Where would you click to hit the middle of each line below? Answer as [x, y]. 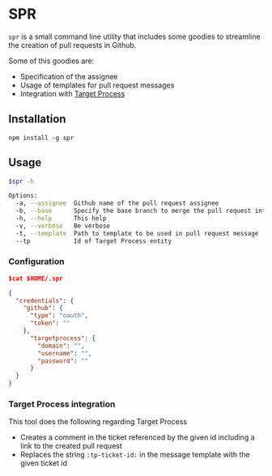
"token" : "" [50, 323]
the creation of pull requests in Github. [72, 45]
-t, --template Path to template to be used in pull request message [137, 233]
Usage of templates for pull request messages [97, 85]
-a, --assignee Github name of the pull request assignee [117, 203]
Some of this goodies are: [51, 61]
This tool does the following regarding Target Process [98, 422]
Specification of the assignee [69, 76]
